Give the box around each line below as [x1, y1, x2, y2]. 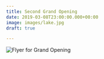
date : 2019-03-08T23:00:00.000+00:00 [6, 14, 99, 20]
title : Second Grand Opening [6, 8, 78, 15]
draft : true [6, 25, 35, 31]
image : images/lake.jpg [6, 19, 65, 25]
